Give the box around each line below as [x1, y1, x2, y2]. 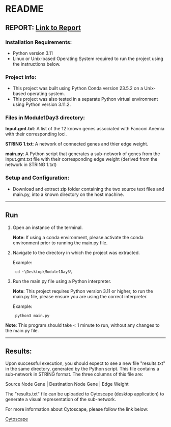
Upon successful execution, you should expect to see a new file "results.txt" [5, 360, 165, 366]
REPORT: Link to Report [5, 23, 81, 32]
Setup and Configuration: [5, 174, 70, 181]
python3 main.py [15, 313, 50, 318]
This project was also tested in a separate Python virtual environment [12, 96, 158, 102]
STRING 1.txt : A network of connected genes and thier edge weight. [5, 141, 149, 147]
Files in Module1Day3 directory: [5, 114, 85, 121]
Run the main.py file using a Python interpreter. [12, 278, 111, 284]
